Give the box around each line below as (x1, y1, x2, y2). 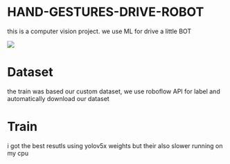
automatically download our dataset (7, 94, 109, 102)
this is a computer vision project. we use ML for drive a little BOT (7, 27, 192, 35)
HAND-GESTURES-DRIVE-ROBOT (7, 4, 204, 20)
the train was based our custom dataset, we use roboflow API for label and (7, 87, 220, 95)
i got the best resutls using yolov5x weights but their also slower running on (7, 141, 223, 149)
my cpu (7, 149, 29, 157)
